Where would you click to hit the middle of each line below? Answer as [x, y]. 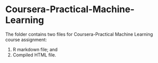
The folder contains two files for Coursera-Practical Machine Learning [79, 34]
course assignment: [26, 40]
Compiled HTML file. [34, 55]
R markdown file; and [35, 49]
